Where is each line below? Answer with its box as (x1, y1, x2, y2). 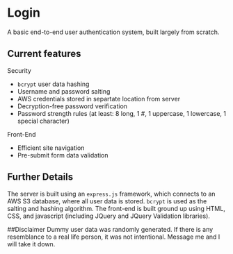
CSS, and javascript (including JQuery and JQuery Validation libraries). (7, 212, 211, 220)
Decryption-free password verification (17, 102, 127, 110)
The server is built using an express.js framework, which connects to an (7, 189, 216, 198)
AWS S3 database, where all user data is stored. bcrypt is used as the (7, 196, 207, 205)
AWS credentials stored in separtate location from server (17, 94, 181, 103)
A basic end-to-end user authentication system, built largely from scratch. (7, 28, 220, 36)
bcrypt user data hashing (17, 80, 90, 88)
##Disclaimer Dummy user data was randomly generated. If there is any (7, 225, 214, 233)
